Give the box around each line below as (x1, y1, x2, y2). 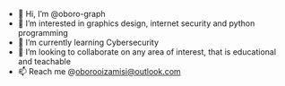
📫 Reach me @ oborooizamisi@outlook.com (17, 66, 181, 76)
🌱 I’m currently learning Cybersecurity (17, 37, 160, 47)
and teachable (17, 56, 72, 66)
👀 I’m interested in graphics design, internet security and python (17, 18, 255, 29)
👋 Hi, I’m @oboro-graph (17, 9, 106, 19)
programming (17, 28, 69, 38)
